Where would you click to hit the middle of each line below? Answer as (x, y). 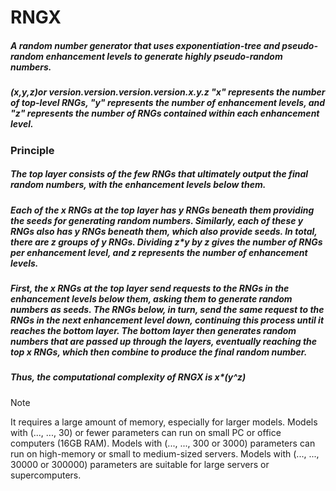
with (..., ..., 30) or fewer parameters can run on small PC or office (146, 432)
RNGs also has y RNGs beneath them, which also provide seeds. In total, (164, 231)
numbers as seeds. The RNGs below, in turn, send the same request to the (167, 309)
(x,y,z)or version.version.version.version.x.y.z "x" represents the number (168, 92)
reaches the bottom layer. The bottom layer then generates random (153, 330)
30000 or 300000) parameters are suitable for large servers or (140, 464)
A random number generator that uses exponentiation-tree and (145, 45)
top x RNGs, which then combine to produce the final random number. (159, 352)
